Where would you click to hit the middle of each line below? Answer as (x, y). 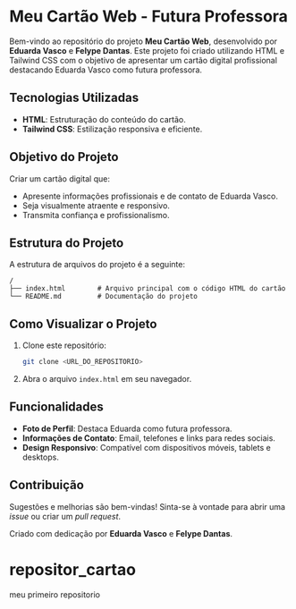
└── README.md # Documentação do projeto (104, 297)
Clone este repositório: (64, 345)
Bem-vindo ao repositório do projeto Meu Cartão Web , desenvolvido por (144, 41)
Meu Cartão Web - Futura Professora (149, 17)
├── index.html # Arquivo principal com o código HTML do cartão (148, 289)
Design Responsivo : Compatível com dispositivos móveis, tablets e (146, 447)
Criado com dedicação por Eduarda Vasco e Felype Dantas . (121, 533)
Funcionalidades (57, 407)
